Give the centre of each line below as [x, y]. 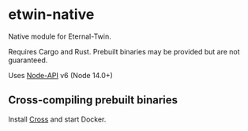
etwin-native [51, 15]
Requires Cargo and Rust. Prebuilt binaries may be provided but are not [124, 51]
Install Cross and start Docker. [57, 119]
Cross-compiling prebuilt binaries [93, 100]
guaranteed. [28, 60]
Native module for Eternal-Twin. [60, 36]
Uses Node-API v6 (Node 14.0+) [60, 75]
